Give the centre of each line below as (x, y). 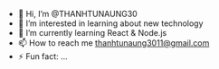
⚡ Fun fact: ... (43, 56)
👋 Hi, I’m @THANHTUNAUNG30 (77, 14)
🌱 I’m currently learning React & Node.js (92, 33)
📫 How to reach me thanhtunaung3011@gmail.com (114, 43)
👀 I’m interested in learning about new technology (110, 23)
